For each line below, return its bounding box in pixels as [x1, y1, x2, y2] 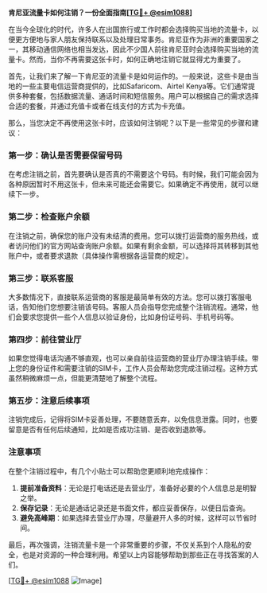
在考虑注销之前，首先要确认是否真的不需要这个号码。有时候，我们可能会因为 [8, 170, 259, 179]
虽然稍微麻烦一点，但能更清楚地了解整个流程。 [8, 373, 161, 383]
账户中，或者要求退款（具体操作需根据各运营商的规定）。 [8, 251, 193, 260]
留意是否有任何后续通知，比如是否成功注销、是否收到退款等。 [8, 425, 211, 435]
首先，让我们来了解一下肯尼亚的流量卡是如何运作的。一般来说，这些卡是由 [8, 72, 252, 80]
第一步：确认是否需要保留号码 [8, 150, 123, 161]
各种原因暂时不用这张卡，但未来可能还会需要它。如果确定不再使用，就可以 [8, 179, 252, 189]
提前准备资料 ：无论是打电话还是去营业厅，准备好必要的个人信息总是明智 [19, 483, 257, 493]
